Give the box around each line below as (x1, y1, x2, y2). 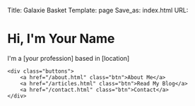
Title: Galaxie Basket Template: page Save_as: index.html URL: (7, 6, 189, 14)
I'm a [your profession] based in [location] (7, 54, 130, 62)
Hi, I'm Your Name (7, 31, 115, 47)
